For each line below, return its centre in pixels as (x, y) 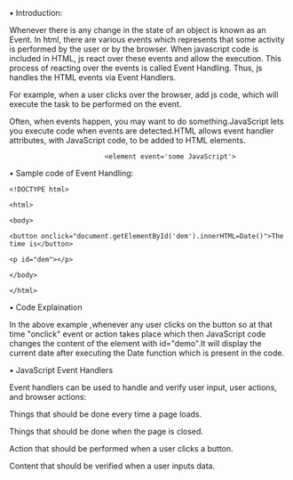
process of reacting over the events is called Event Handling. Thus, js (136, 68)
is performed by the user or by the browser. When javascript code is (134, 49)
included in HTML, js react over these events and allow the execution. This (145, 58)
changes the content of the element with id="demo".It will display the (135, 343)
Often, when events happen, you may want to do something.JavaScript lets (146, 121)
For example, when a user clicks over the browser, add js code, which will (144, 94)
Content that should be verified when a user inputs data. (112, 466)
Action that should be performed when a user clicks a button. (121, 448)
